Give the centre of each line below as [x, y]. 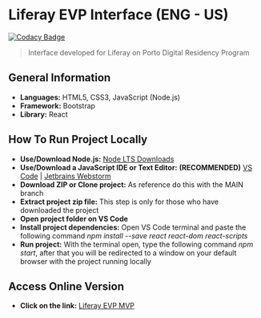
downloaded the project [59, 210]
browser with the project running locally [86, 261]
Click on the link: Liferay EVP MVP [77, 306]
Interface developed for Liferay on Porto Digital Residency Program [139, 52]
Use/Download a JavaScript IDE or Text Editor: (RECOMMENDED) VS [136, 167]
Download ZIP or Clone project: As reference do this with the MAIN [132, 184]
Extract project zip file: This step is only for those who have [119, 202]
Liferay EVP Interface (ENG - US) [118, 15]
